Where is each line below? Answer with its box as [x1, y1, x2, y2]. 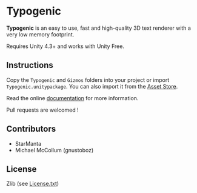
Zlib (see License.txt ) [6, 180, 59, 188]
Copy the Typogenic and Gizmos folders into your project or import [6, 76, 170, 83]
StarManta [15, 140, 42, 147]
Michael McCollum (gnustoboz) [15, 146, 94, 154]
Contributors [6, 124, 56, 134]
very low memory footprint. [6, 30, 75, 38]
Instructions [6, 60, 53, 70]
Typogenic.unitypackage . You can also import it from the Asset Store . [6, 83, 178, 90]
